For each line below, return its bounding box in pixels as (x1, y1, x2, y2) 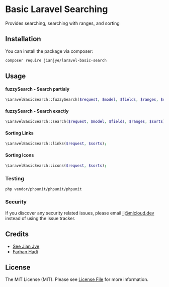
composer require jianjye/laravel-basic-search (5, 58, 107, 63)
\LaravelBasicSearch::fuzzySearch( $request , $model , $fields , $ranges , (5, 97, 158, 102)
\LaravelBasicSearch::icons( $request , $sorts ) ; (5, 163, 107, 168)
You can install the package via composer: (5, 48, 93, 54)
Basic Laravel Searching (5, 4, 108, 15)
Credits (5, 230, 29, 239)
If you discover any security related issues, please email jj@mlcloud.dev (5, 210, 154, 216)
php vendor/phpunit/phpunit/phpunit (5, 186, 82, 192)
